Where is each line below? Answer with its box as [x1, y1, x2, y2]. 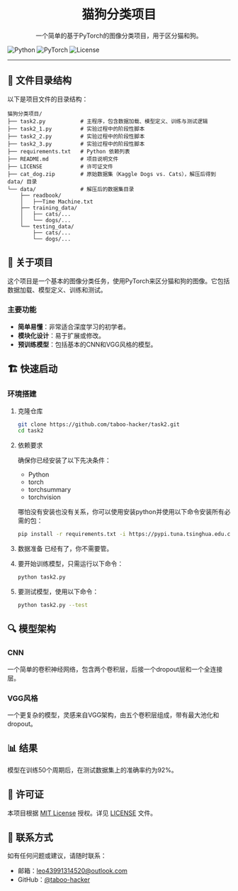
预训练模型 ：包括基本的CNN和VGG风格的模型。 [17, 340, 157, 349]
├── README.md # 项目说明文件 [7, 155, 119, 163]
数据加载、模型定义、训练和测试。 [7, 285, 107, 294]
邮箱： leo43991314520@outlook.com [17, 867, 127, 875]
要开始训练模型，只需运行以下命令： [17, 559, 124, 568]
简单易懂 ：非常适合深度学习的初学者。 [17, 322, 130, 331]
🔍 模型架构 [7, 623, 57, 635]
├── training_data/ [20, 204, 78, 212]
